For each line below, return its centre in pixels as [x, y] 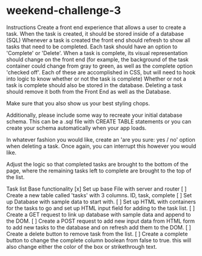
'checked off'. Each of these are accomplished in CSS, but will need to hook [101, 72]
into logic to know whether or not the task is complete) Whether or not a [96, 79]
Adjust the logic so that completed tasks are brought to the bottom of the [97, 164]
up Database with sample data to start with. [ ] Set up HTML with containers [101, 202]
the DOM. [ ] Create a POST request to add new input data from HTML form [101, 221]
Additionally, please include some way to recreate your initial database [94, 115]
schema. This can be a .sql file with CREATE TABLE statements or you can [99, 121]
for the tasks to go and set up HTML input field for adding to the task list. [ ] [101, 208]
